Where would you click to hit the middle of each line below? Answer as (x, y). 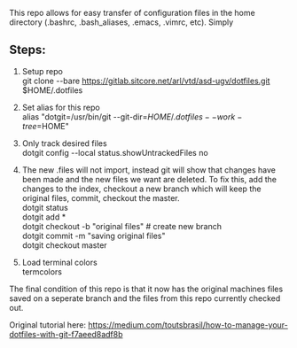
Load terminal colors (59, 262)
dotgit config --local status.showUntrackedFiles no (115, 152)
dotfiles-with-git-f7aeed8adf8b (66, 334)
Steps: (27, 50)
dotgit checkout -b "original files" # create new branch (121, 226)
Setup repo (43, 71)
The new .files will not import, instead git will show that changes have (149, 170)
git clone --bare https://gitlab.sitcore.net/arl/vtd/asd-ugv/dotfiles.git (146, 81)
